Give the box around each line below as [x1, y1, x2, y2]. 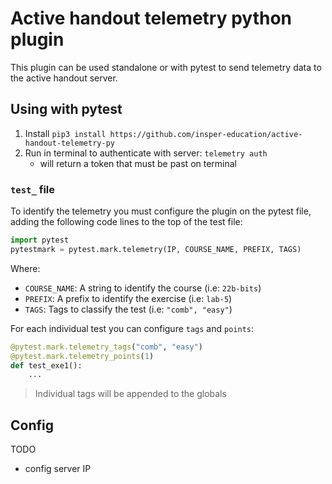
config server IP [24, 463, 92, 475]
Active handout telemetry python [10, 7, 293, 30]
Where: [10, 262, 41, 274]
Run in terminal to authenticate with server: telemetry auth [24, 147, 268, 159]
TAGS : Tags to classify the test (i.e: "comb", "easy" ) [24, 303, 233, 315]
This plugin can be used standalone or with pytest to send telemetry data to [10, 61, 322, 73]
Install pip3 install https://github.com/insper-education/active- [24, 127, 303, 139]
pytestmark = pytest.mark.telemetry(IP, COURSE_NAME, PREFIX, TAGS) [10, 244, 302, 254]
